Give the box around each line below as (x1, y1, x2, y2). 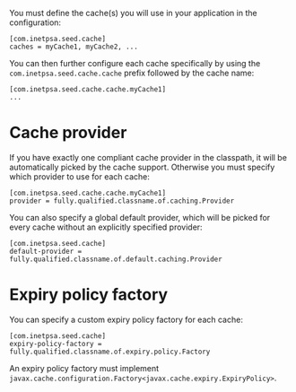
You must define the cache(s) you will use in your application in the (9, 8, 257, 18)
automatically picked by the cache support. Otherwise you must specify (9, 161, 275, 172)
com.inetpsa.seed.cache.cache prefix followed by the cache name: (9, 67, 255, 78)
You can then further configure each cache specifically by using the (9, 58, 261, 68)
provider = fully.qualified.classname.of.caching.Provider (9, 196, 235, 205)
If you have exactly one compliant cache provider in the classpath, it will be (9, 152, 287, 162)
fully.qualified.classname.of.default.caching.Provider (9, 255, 222, 264)
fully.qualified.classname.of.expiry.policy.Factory (9, 347, 211, 356)
